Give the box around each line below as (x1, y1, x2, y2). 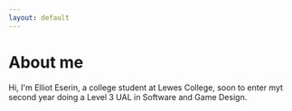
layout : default (8, 13, 70, 23)
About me (8, 51, 84, 72)
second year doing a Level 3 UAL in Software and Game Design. (8, 91, 248, 102)
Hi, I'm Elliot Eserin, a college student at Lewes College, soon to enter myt (8, 82, 284, 93)
